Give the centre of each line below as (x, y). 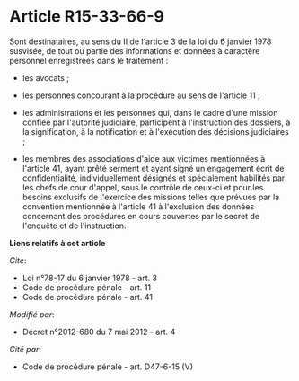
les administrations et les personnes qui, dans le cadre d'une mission (150, 112)
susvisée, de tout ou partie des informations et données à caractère (135, 50)
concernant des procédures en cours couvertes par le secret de (141, 216)
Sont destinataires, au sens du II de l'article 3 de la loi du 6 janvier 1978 (141, 41)
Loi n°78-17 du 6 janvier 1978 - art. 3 (90, 278)
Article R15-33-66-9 (87, 17)
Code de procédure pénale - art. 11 (86, 287)
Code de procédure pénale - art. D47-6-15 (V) (107, 367)
